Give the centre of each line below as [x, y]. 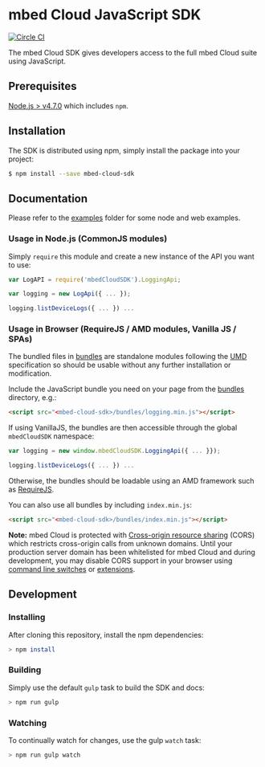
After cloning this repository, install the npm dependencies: [106, 634]
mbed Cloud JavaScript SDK [105, 15]
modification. [30, 373]
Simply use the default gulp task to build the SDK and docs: [106, 687]
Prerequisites [43, 86]
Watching [28, 723]
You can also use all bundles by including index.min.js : [100, 505]
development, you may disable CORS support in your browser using [120, 561]
